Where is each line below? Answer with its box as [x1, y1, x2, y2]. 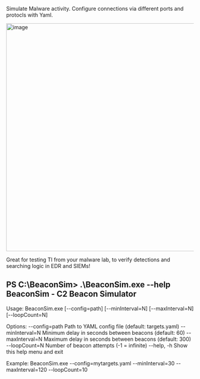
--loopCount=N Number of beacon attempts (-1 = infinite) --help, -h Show [6, 341, 188, 349]
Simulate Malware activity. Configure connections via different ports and [6, 5, 184, 12]
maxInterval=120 [6, 366, 48, 373]
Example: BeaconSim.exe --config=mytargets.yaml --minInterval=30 [6, 359, 175, 366]
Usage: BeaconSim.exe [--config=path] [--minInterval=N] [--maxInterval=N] [6, 304, 194, 312]
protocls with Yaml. [6, 11, 54, 19]
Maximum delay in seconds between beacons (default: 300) [43, 335, 192, 343]
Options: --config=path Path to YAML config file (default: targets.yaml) [6, 322, 180, 330]
